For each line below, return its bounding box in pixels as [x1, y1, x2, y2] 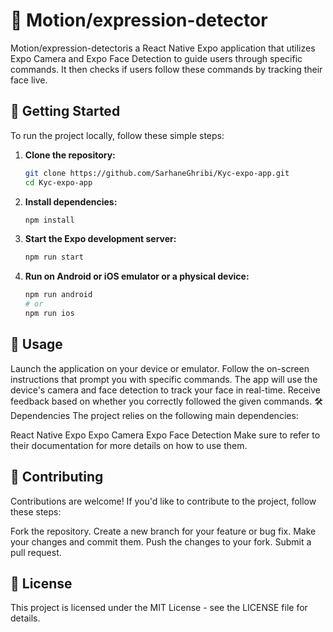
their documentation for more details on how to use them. [10, 439, 248, 451]
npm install [24, 215, 75, 225]
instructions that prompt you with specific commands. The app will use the [10, 373, 318, 385]
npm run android [24, 290, 93, 300]
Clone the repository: [24, 149, 116, 161]
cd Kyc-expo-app [24, 177, 93, 188]
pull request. [10, 546, 62, 558]
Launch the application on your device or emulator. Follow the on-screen [10, 362, 310, 374]
